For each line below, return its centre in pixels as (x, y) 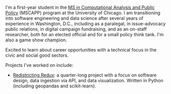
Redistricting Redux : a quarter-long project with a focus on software (84, 75)
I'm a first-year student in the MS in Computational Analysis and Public (80, 7)
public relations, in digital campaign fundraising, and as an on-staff (76, 29)
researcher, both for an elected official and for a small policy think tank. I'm (84, 34)
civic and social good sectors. (37, 55)
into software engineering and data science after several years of (74, 18)
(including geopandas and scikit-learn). (54, 86)
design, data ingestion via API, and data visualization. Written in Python (88, 80)
